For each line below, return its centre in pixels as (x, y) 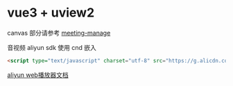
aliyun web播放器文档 (38, 75)
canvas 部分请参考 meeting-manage (59, 33)
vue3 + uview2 (51, 13)
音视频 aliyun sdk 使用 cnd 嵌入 (52, 47)
